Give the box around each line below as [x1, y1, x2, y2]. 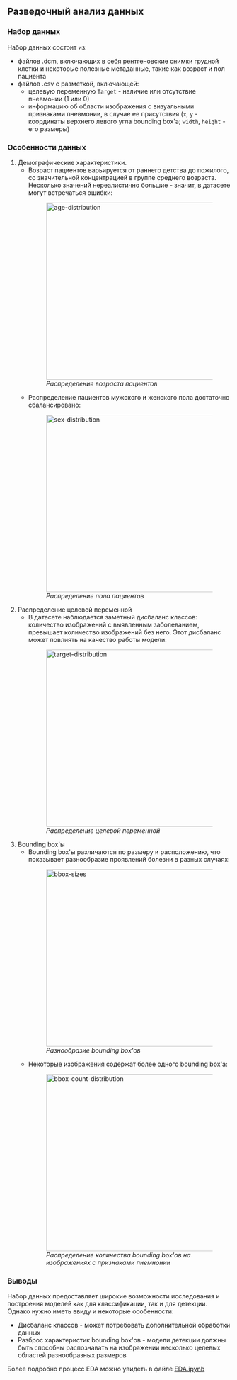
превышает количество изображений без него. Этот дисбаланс [28, 627, 221, 636]
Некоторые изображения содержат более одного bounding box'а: [28, 1060, 228, 1068]
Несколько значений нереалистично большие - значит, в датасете [28, 181, 231, 189]
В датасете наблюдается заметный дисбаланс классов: [28, 612, 198, 621]
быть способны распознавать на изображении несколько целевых [17, 1343, 221, 1352]
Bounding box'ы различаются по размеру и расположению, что [28, 847, 221, 856]
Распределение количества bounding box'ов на [45, 1250, 191, 1259]
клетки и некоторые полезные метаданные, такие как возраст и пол [17, 64, 225, 73]
